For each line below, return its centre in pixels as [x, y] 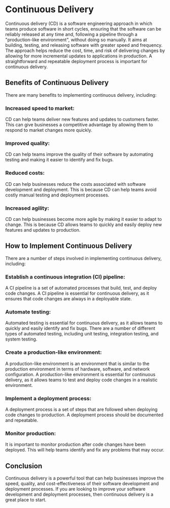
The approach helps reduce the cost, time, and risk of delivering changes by [85, 50]
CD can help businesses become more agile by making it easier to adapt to [84, 219]
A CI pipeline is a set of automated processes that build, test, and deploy [81, 288]
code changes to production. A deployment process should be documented [84, 415]
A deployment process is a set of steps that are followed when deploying [81, 409]
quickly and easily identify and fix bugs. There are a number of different [80, 328]
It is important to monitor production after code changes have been [75, 444]
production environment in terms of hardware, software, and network [78, 369]
